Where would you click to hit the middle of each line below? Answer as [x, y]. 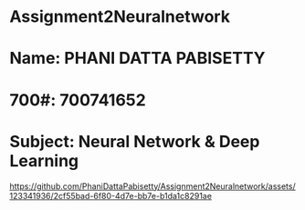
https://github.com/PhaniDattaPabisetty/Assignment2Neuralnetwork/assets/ [152, 186]
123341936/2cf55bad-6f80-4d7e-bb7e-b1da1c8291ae [111, 195]
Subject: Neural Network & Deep [135, 141]
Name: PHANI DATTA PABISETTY [138, 59]
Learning [44, 160]
